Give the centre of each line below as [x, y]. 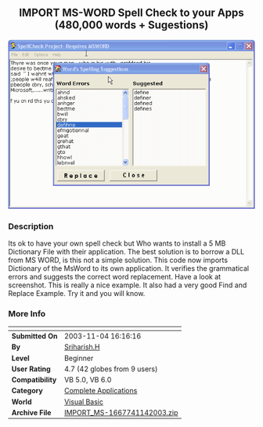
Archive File [31, 412]
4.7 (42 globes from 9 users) [111, 369]
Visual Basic [84, 401]
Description [31, 226]
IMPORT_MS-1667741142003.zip [121, 412]
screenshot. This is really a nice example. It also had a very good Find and [128, 285]
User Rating [31, 369]
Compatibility [34, 380]
